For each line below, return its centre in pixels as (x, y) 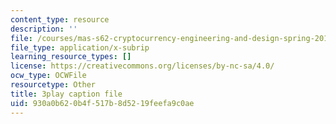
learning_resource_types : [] (71, 57)
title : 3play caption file (66, 94)
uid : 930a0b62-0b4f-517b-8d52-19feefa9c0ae (102, 103)
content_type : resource (60, 19)
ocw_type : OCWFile (48, 76)
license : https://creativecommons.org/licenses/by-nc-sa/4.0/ (142, 66)
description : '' (44, 29)
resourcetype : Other (53, 85)
